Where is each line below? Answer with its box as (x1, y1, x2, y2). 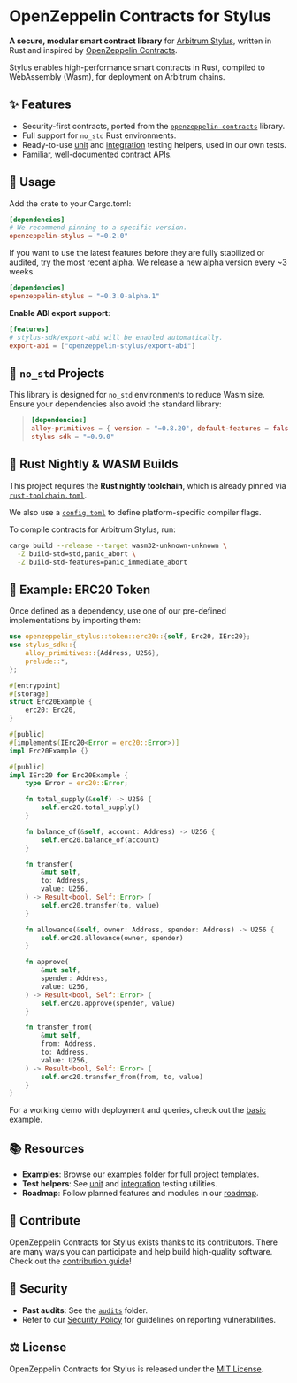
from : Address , (41, 1039, 97, 1048)
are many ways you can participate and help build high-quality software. (9, 1246, 273, 1256)
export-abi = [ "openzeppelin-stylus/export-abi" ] (9, 341, 196, 351)
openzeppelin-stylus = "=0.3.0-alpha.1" (9, 292, 161, 301)
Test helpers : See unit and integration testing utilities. (21, 1178, 218, 1189)
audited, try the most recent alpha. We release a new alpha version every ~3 (9, 257, 287, 267)
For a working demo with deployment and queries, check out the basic (9, 1105, 267, 1116)
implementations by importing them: (9, 615, 141, 626)
